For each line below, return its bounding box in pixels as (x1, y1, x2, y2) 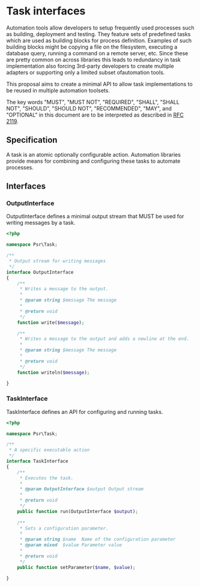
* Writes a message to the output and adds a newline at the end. (19, 336, 189, 342)
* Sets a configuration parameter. (19, 525, 109, 531)
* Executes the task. (19, 475, 74, 481)
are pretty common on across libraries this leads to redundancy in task (6, 56, 181, 63)
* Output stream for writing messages (8, 258, 106, 264)
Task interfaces (6, 4, 86, 18)
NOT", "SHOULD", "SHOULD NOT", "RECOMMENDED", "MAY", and (6, 105, 172, 112)
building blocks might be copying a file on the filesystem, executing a (6, 43, 178, 50)
